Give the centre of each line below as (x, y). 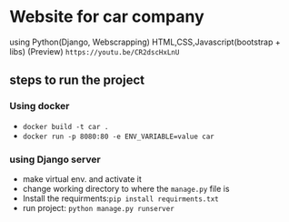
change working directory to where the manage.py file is (126, 188)
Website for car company (107, 17)
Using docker (40, 106)
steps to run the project (77, 81)
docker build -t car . (65, 126)
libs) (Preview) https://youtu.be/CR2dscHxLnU (95, 51)
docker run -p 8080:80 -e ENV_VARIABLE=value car (119, 136)
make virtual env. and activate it (82, 178)
